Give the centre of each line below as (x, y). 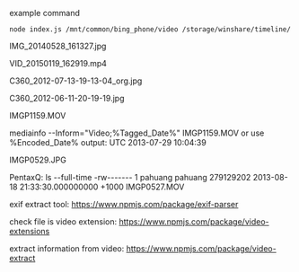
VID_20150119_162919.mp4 (58, 63)
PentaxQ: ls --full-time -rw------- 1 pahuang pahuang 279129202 (130, 177)
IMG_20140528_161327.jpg (58, 46)
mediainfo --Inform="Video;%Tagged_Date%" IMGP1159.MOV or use (137, 133)
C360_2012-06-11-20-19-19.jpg (67, 98)
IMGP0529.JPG (38, 160)
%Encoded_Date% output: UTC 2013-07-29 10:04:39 (108, 142)
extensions (30, 231)
